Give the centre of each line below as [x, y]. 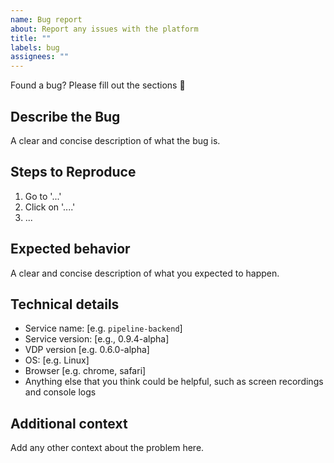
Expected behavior [70, 249]
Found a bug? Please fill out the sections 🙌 [98, 85]
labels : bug [35, 47]
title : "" [31, 38]
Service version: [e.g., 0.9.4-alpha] [97, 339]
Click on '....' [50, 207]
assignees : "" [40, 57]
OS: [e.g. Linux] [57, 360]
